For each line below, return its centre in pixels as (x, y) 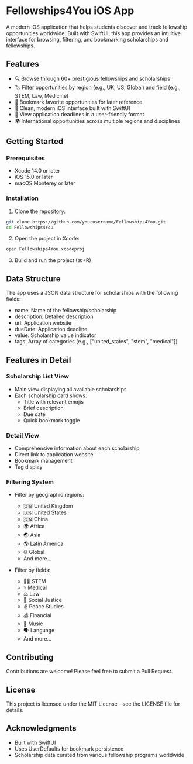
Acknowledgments (42, 729)
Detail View (23, 435)
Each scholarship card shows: (51, 395)
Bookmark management (43, 461)
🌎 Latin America (43, 544)
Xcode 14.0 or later (37, 171)
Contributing (30, 657)
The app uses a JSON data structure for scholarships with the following (92, 293)
